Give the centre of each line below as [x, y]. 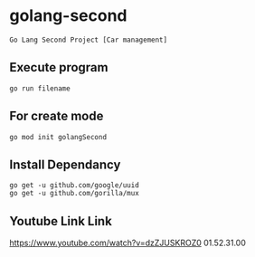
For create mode [57, 116]
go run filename [40, 88]
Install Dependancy [65, 164]
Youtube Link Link [61, 221]
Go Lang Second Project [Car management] [89, 40]
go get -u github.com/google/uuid [75, 186]
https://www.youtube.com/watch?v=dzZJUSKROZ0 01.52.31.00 [128, 243]
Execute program [59, 67]
